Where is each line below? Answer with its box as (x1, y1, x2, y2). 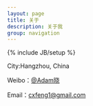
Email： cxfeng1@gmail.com (7, 91, 86, 99)
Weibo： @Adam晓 (7, 76, 60, 85)
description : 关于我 (7, 23, 63, 30)
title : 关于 (7, 17, 39, 24)
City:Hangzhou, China (7, 62, 70, 70)
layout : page (7, 10, 45, 17)
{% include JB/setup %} (7, 48, 76, 57)
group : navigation (7, 29, 60, 37)
